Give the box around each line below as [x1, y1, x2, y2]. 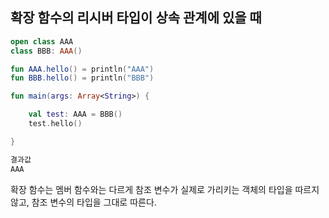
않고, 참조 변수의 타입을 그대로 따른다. [10, 196, 157, 208]
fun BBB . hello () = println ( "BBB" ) [10, 73, 155, 83]
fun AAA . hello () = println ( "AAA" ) [10, 64, 155, 74]
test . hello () [28, 119, 83, 129]
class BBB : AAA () [10, 46, 83, 56]
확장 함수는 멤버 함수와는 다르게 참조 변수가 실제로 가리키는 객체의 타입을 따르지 [10, 183, 320, 195]
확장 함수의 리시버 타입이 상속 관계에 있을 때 [10, 9, 262, 27]
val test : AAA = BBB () [28, 109, 123, 120]
